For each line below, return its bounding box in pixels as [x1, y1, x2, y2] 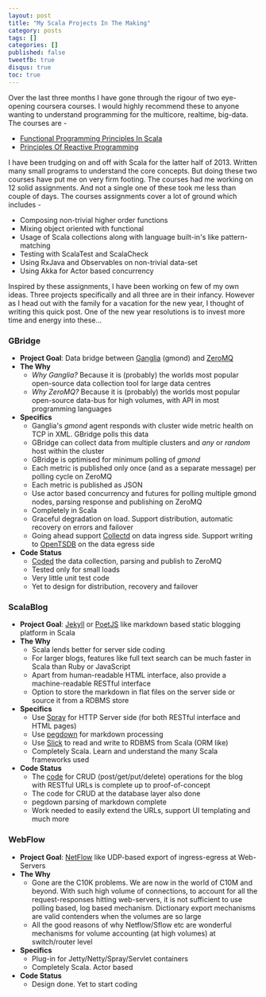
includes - [8, 200, 41, 209]
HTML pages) [31, 721, 77, 731]
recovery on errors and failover [31, 522, 133, 532]
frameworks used [31, 755, 90, 764]
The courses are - [8, 118, 67, 127]
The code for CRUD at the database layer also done [31, 789, 201, 799]
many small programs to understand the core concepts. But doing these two [8, 166, 258, 175]
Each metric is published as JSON [31, 479, 143, 490]
